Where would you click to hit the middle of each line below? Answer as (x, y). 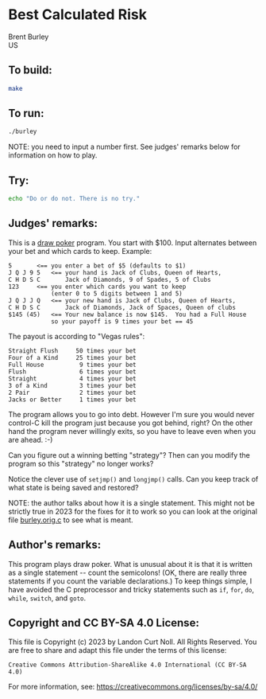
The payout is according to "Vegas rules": (77, 336)
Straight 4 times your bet (72, 379)
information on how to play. (53, 155)
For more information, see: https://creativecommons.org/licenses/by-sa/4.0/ (133, 687)
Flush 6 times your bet (72, 372)
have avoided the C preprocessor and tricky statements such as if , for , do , (131, 589)
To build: (31, 70)
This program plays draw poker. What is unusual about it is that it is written (130, 564)
